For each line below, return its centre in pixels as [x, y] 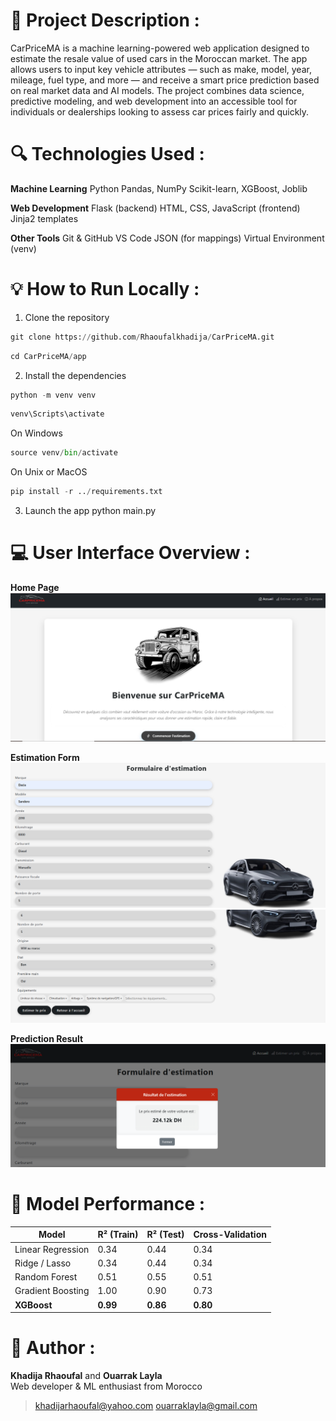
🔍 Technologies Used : [107, 154]
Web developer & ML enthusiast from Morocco [106, 1386]
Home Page [35, 587]
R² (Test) [165, 1235]
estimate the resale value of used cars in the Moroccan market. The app [159, 58]
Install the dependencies [75, 375]
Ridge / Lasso [43, 1263]
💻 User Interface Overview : [130, 553]
